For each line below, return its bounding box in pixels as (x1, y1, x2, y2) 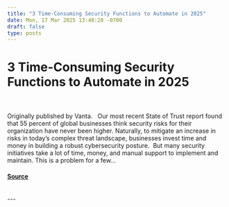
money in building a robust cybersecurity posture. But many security (7, 142, 205, 150)
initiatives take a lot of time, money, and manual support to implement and (7, 149, 219, 157)
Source (7, 172, 29, 181)
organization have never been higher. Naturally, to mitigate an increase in (7, 126, 217, 135)
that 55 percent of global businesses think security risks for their (7, 119, 192, 128)
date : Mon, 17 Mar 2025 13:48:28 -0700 (7, 17, 123, 24)
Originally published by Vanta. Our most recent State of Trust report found (7, 112, 222, 120)
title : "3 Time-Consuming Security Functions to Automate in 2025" (7, 10, 207, 17)
